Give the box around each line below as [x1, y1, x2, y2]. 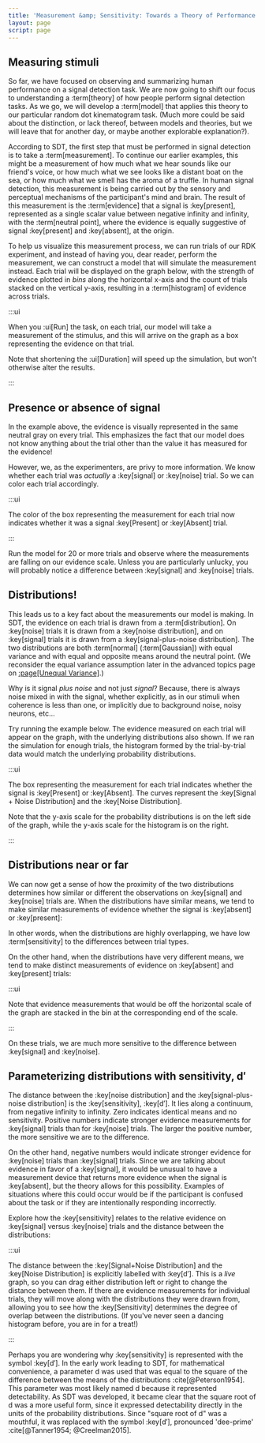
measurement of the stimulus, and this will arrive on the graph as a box [8, 331, 239, 340]
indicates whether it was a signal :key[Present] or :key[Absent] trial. [8, 518, 228, 528]
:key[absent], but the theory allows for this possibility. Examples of [8, 1182, 225, 1191]
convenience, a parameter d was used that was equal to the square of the [8, 1367, 248, 1377]
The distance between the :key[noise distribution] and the [8, 1091, 196, 1100]
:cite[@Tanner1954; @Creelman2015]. [8, 1426, 132, 1435]
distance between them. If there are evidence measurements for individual [8, 1286, 251, 1295]
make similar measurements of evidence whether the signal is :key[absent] [8, 904, 252, 914]
